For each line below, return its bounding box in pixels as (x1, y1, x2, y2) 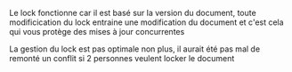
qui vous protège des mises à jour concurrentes (9, 27, 185, 36)
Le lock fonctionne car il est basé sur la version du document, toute (9, 8, 256, 18)
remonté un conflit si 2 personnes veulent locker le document (9, 53, 235, 63)
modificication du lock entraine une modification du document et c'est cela (9, 17, 284, 28)
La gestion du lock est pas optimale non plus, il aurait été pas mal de (9, 44, 261, 54)
